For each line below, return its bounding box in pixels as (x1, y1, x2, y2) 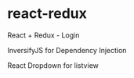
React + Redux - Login (7, 30, 80, 40)
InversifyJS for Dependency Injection (7, 45, 127, 55)
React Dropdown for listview (7, 60, 99, 70)
